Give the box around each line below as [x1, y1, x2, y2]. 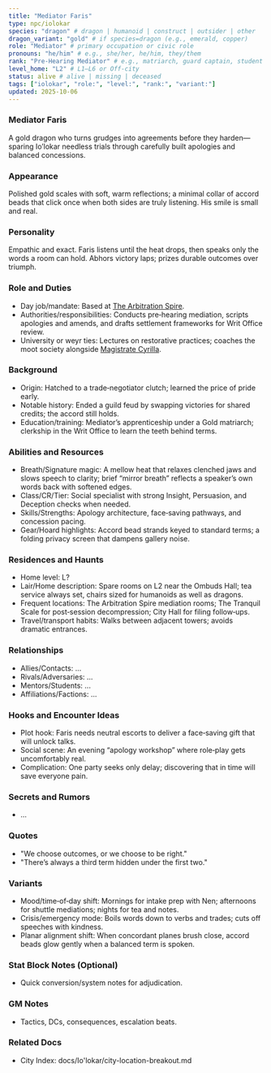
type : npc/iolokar [8, 20, 71, 28]
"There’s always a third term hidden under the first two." [19, 857, 209, 867]
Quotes [8, 830, 38, 841]
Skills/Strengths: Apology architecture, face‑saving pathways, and [19, 508, 242, 518]
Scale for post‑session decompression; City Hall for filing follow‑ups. [19, 607, 250, 617]
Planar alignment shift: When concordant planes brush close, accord [19, 930, 250, 940]
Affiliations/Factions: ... [19, 689, 97, 699]
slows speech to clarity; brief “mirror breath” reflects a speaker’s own [19, 473, 253, 484]
